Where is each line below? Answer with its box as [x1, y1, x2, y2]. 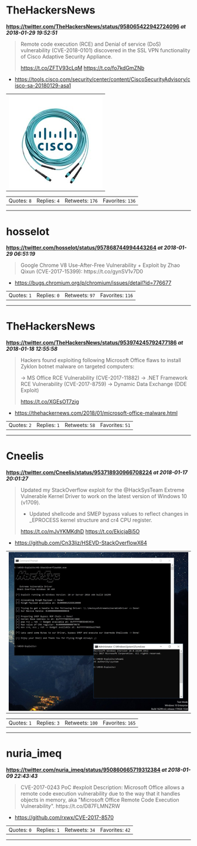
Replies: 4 [36, 197, 60, 204]
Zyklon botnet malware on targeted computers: [20, 363, 135, 370]
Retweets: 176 [64, 197, 98, 204]
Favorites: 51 [100, 422, 131, 429]
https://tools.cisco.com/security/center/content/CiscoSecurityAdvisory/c [14, 76, 191, 83]
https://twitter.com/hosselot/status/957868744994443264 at [6, 244, 163, 251]
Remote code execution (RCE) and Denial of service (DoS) [20, 40, 161, 48]
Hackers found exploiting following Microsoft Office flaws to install [20, 356, 181, 364]
